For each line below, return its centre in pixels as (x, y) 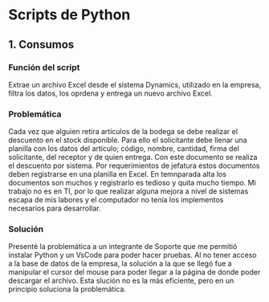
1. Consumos (41, 45)
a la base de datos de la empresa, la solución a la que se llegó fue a (120, 263)
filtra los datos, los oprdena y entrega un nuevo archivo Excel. (110, 93)
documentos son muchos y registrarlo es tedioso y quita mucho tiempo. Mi (132, 183)
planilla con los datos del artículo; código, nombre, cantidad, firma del (124, 149)
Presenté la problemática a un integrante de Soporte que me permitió (123, 247)
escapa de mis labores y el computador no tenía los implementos (116, 200)
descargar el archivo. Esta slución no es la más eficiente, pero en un (121, 281)
